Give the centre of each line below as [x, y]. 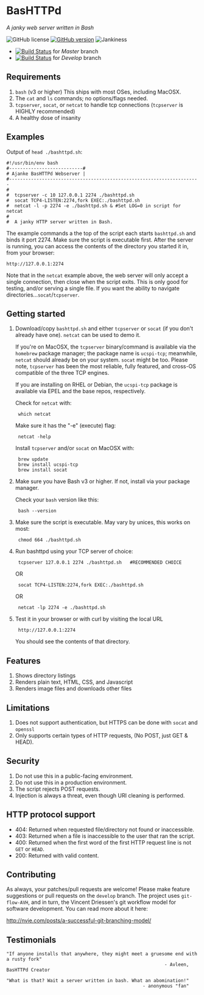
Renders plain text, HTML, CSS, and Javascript [74, 682]
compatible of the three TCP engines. [62, 373]
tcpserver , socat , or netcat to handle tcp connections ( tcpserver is [99, 105]
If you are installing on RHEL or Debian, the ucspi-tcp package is [96, 385]
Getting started [36, 313]
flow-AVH [17, 903]
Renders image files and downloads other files [73, 689]
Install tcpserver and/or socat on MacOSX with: [75, 448]
